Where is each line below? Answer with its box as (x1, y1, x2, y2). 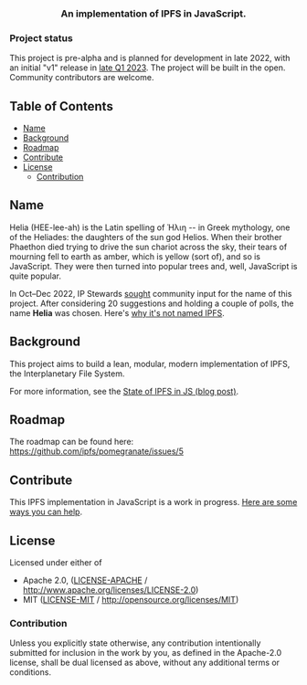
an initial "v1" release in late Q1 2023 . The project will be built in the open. (9, 62, 286, 73)
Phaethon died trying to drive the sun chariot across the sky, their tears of (9, 241, 288, 252)
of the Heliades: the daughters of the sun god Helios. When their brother (9, 231, 282, 242)
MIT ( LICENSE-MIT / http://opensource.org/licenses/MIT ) (22, 595, 239, 606)
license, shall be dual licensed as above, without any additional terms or (9, 657, 281, 669)
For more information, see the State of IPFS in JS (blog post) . (9, 385, 239, 396)
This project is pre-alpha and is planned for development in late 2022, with (9, 53, 291, 64)
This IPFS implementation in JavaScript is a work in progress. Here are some (9, 497, 298, 508)
